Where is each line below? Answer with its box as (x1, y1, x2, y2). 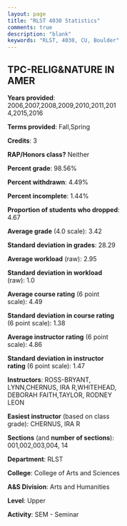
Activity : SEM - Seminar (7, 510, 79, 518)
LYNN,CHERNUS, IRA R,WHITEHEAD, (7, 383, 117, 391)
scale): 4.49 (7, 297, 43, 305)
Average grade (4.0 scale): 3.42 (7, 226, 102, 236)
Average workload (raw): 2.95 (7, 254, 98, 263)
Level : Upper (7, 496, 46, 505)
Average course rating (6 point (7, 290, 100, 298)
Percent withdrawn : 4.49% (7, 178, 89, 186)
